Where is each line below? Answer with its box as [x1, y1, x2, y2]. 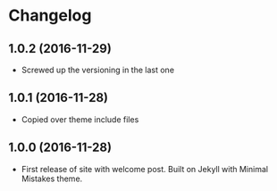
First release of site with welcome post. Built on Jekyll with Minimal [21, 163, 269, 174]
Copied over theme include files [21, 113, 139, 125]
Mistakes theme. [21, 173, 83, 184]
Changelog [8, 5, 92, 26]
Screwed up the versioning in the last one [21, 64, 175, 75]
